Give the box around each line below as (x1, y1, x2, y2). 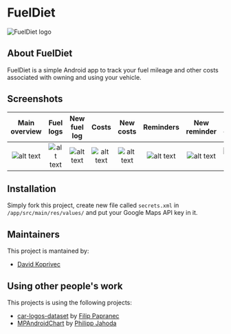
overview (10, 126, 42, 136)
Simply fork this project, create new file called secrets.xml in (7, 201, 179, 209)
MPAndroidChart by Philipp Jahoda (16, 319, 117, 327)
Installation (7, 182, 56, 194)
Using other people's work (7, 280, 123, 292)
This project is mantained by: (7, 247, 89, 255)
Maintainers (7, 229, 60, 240)
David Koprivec (16, 260, 60, 269)
